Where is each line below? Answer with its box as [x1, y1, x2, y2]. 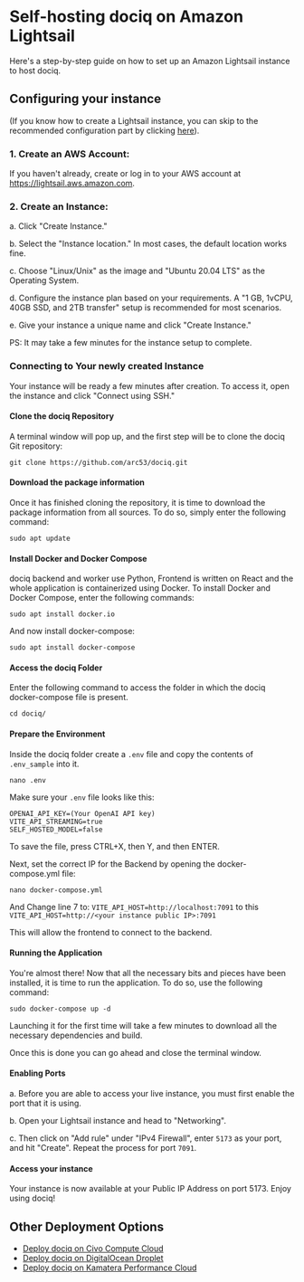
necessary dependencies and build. [9, 1030, 143, 1040]
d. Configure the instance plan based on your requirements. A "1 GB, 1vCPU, [9, 292, 293, 304]
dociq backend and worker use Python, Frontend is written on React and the [9, 573, 294, 584]
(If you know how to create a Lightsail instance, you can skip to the [9, 115, 259, 126]
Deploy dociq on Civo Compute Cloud [22, 1243, 165, 1254]
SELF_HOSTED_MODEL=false [9, 825, 103, 834]
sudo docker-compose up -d [9, 1004, 111, 1013]
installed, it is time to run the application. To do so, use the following [9, 977, 263, 988]
